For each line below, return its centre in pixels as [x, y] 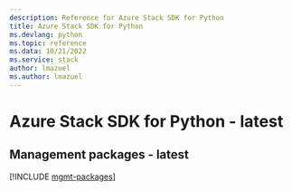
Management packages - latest [99, 155]
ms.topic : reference [48, 43]
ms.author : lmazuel [46, 77]
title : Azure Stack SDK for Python [76, 26]
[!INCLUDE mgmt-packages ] [62, 177]
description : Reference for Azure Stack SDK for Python [117, 18]
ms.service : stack [44, 60]
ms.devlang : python [46, 34]
